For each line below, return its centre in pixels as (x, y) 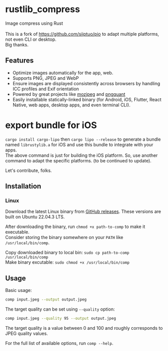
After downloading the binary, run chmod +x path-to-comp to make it (75, 227)
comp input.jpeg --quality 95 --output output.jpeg (61, 319)
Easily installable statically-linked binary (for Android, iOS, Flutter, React (87, 99)
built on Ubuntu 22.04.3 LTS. (35, 217)
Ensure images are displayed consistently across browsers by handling (86, 83)
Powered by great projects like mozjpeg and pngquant (69, 94)
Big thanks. (17, 44)
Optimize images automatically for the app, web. (63, 73)
